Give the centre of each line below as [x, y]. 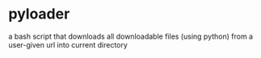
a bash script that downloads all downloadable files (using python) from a [130, 36]
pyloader [39, 14]
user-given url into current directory [68, 44]
